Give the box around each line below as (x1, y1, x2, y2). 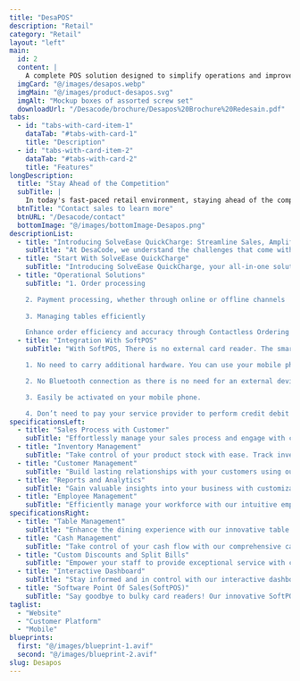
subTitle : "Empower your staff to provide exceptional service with (25, 559, 286, 567)
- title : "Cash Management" (17, 534, 122, 542)
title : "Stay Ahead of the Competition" (17, 180, 170, 189)
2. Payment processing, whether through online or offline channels (25, 295, 286, 304)
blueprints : (9, 634, 54, 643)
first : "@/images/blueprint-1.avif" (17, 642, 154, 651)
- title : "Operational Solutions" (17, 271, 146, 280)
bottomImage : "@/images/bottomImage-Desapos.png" (17, 221, 205, 230)
